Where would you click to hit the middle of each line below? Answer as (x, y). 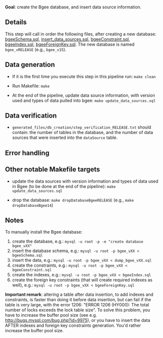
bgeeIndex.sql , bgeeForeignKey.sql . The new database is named (70, 44)
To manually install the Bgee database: (44, 232)
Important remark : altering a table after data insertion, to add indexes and (79, 295)
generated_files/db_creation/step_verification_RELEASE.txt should (82, 127)
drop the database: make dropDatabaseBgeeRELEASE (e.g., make (73, 200)
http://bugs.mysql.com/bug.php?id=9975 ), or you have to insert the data (78, 321)
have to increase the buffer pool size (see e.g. (51, 315)
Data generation (30, 65)
